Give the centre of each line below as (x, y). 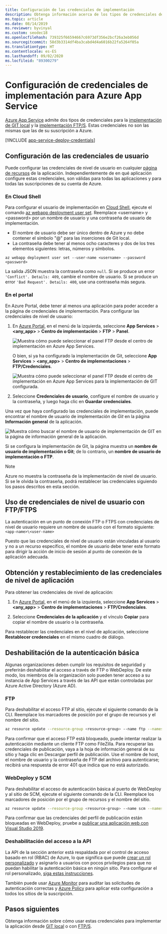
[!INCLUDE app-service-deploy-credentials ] (50, 140)
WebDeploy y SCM (28, 778)
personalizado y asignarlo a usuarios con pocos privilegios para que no (78, 862)
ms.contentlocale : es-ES (31, 51)
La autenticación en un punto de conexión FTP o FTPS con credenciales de (82, 522)
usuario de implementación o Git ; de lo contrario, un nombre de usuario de (83, 451)
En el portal (19, 295)
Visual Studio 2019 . (25, 829)
